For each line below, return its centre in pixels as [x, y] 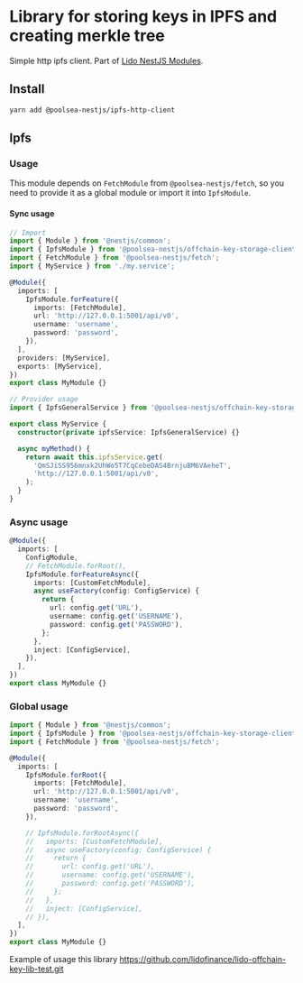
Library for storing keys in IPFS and [143, 17]
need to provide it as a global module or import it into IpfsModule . [130, 193]
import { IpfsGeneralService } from [78, 408]
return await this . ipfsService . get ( [95, 457]
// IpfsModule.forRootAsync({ [83, 833]
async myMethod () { [54, 448]
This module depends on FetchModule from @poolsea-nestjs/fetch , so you [147, 183]
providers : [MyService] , [64, 358]
